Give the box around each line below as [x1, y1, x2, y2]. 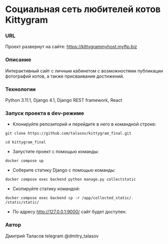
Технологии [5, 86, 36, 93]
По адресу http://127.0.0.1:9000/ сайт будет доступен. [12, 209, 127, 215]
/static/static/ [5, 200, 39, 205]
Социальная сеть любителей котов [5, 4, 161, 15]
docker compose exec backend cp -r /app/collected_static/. [5, 196, 134, 201]
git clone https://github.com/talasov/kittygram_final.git [5, 131, 132, 136]
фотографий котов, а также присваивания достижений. [5, 73, 124, 79]
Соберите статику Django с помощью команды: [12, 167, 116, 173]
